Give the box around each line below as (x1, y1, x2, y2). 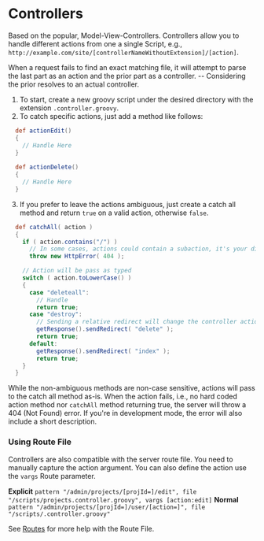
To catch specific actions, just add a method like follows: (19, 111, 203, 120)
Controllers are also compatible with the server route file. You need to (8, 454, 233, 464)
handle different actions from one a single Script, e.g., (8, 39, 183, 48)
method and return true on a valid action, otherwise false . (19, 208, 209, 217)
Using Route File (8, 436, 72, 447)
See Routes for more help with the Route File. (8, 524, 155, 533)
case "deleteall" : (28, 288, 90, 296)
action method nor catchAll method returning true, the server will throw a (8, 400, 246, 409)
